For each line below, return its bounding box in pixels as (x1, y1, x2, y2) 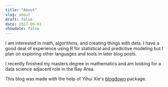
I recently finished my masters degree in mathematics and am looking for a (5, 61, 161, 67)
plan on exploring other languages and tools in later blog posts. (5, 51, 137, 57)
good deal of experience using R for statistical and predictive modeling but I (5, 46, 163, 52)
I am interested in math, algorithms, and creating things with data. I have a (5, 40, 159, 46)
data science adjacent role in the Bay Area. (5, 66, 95, 72)
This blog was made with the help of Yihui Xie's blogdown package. (5, 76, 147, 82)
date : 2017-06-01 (5, 21, 42, 27)
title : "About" (5, 7, 37, 13)
